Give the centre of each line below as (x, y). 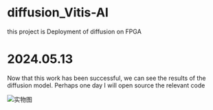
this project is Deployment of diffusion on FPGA (75, 31)
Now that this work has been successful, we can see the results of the (106, 78)
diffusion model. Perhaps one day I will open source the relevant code (106, 85)
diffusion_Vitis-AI (58, 13)
